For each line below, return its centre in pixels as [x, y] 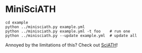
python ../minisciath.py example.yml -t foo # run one [68, 31]
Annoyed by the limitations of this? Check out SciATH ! [62, 45]
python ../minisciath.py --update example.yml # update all [71, 35]
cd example [17, 22]
